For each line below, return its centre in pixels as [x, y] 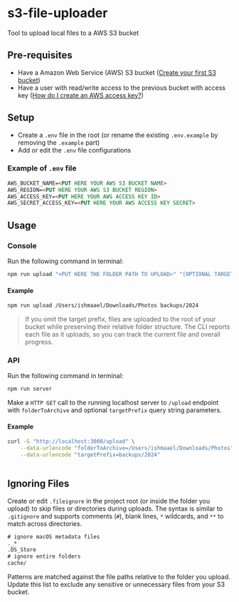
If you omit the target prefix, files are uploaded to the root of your [120, 319]
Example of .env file [42, 168]
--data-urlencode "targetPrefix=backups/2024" [90, 455]
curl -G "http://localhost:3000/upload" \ [71, 442]
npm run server [30, 389]
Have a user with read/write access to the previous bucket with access [122, 88]
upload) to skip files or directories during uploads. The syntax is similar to [115, 509]
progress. [39, 342]
